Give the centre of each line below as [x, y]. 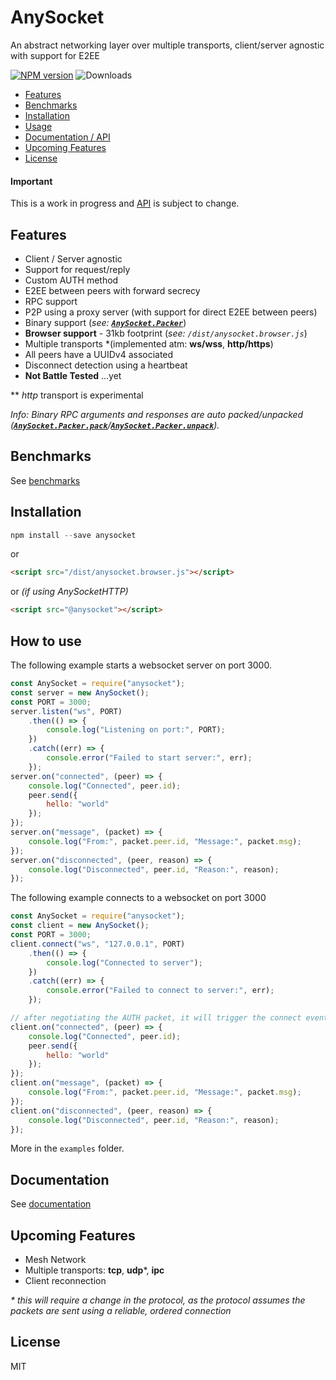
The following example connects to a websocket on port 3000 [138, 898]
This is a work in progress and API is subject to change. [125, 203]
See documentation [51, 1204]
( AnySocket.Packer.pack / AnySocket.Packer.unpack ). [115, 425]
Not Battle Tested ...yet [73, 375]
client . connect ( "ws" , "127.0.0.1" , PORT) [98, 944]
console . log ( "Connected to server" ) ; [124, 962]
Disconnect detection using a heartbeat [106, 365]
